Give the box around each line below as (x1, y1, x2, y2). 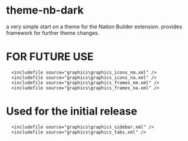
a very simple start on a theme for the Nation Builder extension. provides (6, 23, 183, 30)
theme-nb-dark (6, 4, 84, 17)
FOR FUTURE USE (6, 50, 94, 64)
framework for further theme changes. (6, 29, 100, 36)
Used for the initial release (6, 104, 137, 118)
